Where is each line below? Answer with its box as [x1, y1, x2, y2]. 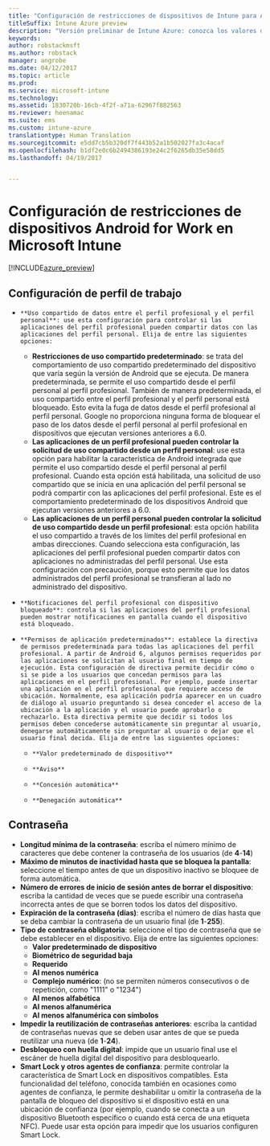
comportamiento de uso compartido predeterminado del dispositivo [31, 360, 256, 370]
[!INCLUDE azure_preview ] [8, 263, 95, 273]
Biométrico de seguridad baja [31, 950, 133, 960]
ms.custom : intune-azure [8, 124, 92, 132]
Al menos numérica [31, 968, 99, 977]
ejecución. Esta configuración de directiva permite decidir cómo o [19, 664, 255, 672]
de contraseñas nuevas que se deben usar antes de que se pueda [19, 1027, 239, 1037]
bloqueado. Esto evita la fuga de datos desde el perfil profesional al [31, 403, 256, 412]
